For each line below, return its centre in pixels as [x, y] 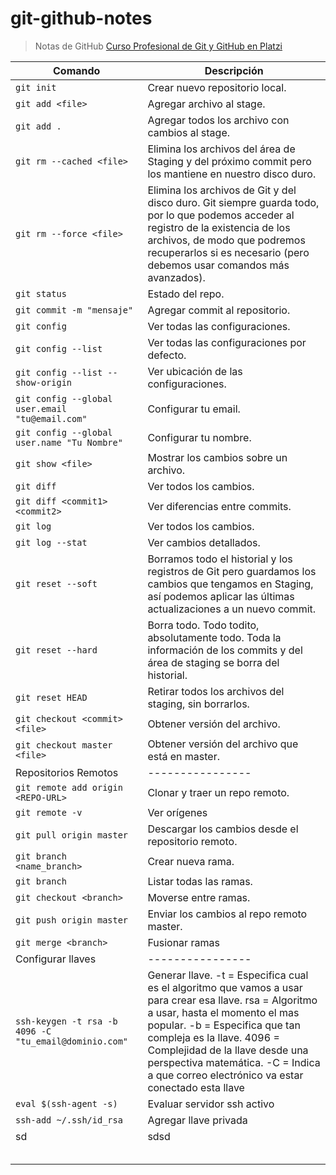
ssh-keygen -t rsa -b [66, 1021]
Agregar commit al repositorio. [219, 310]
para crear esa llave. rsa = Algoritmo [232, 1000]
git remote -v [49, 812]
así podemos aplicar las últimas [221, 596]
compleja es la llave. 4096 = [213, 1037]
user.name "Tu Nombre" [69, 442]
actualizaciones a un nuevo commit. [232, 609]
